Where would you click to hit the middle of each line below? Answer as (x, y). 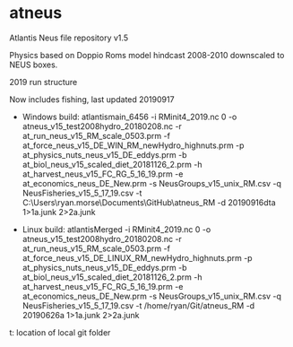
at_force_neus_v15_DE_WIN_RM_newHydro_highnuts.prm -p (133, 145)
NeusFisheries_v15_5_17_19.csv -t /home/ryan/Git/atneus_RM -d (138, 305)
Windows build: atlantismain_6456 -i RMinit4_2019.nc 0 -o (129, 117)
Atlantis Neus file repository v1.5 (69, 38)
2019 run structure (43, 82)
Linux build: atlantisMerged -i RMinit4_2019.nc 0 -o (116, 229)
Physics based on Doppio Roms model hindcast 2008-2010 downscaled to (147, 55)
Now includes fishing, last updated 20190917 (92, 99)
